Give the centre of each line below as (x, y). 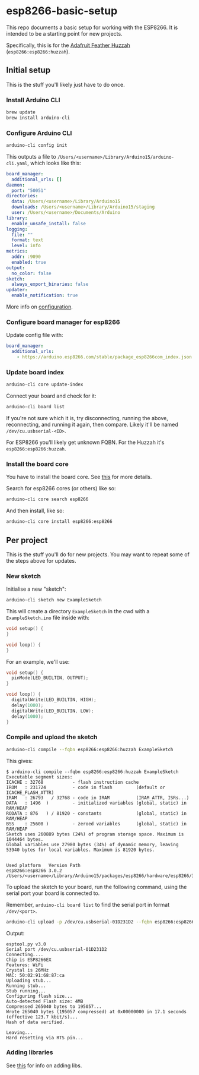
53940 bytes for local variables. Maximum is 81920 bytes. (81, 850)
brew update (21, 112)
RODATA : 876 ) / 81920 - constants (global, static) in (96, 813)
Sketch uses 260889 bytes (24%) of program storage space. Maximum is (95, 834)
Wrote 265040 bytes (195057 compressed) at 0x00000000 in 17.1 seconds (96, 1011)
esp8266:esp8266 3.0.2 (34, 871)
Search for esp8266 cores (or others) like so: (61, 488)
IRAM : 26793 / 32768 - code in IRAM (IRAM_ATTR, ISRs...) (98, 797)
